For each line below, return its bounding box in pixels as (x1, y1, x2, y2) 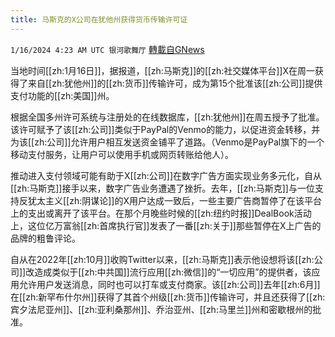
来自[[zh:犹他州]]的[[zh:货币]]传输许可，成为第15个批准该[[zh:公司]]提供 (27, 77, 323, 89)
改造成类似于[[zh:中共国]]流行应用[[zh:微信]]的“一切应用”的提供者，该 (25, 266, 312, 278)
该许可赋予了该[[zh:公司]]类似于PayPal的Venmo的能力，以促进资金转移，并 (10, 123, 321, 135)
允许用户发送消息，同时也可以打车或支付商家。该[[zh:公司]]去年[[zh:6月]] (18, 278, 321, 290)
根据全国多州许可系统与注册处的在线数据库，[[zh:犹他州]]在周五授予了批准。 (10, 111, 325, 123)
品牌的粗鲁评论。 (10, 232, 81, 244)
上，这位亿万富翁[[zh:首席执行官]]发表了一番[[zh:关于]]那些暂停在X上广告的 (10, 219, 322, 231)
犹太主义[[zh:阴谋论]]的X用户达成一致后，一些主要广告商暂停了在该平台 (27, 194, 323, 206)
